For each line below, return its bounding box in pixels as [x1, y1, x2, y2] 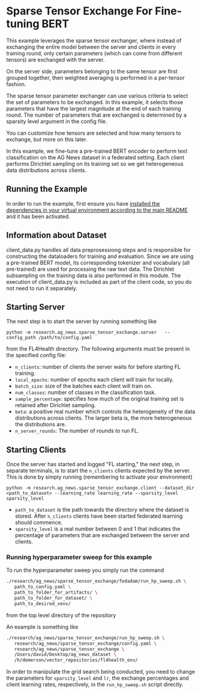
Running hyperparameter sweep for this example [6, 553, 152, 562]
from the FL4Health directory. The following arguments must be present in [6, 345, 190, 352]
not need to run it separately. [6, 284, 78, 292]
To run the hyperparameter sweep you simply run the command [6, 567, 164, 574]
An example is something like [6, 623, 79, 630]
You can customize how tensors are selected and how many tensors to [6, 129, 181, 137]
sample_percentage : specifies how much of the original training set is [14, 395, 184, 402]
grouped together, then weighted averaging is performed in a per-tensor [6, 74, 185, 81]
